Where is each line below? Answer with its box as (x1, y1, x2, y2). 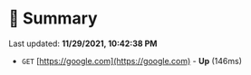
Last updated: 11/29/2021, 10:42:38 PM (8, 38, 158, 49)
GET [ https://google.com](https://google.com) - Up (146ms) (21, 55, 242, 66)
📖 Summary (8, 8, 98, 29)
